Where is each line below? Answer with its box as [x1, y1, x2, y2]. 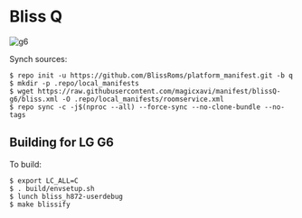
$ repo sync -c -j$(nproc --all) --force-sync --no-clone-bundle [9, 102, 260, 112]
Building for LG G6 [9, 135, 115, 150]
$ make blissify [9, 200, 71, 209]
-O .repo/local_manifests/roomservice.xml [61, 95, 224, 104]
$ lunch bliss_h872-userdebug [9, 192, 124, 201]
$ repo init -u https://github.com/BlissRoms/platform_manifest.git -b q [9, 70, 294, 80]
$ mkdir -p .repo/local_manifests [9, 78, 140, 87]
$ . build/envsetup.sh [9, 184, 95, 193]
